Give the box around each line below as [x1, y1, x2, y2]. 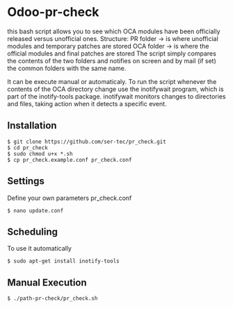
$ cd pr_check [7, 144, 49, 151]
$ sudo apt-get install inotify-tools [7, 258, 120, 265]
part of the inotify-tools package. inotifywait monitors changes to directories [7, 92, 226, 101]
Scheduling [7, 226, 58, 237]
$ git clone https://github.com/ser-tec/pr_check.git [7, 138, 167, 145]
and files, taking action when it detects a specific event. [7, 99, 167, 108]
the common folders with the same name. [7, 64, 127, 72]
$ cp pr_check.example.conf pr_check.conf [7, 156, 132, 163]
